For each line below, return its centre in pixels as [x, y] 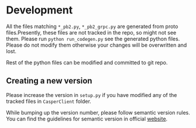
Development [39, 10]
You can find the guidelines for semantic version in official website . [87, 119]
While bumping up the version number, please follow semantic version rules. [98, 112]
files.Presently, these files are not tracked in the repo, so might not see [91, 32]
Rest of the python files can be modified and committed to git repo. [87, 63]
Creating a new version [49, 81]
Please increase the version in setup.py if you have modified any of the [92, 95]
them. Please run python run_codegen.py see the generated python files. [93, 39]
